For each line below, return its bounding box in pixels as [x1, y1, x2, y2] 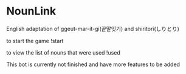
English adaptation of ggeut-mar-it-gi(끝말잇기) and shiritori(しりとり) [6, 25, 179, 32]
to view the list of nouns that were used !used [6, 49, 120, 56]
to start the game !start [6, 37, 64, 44]
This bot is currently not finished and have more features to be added [6, 61, 181, 68]
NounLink [6, 4, 57, 18]
